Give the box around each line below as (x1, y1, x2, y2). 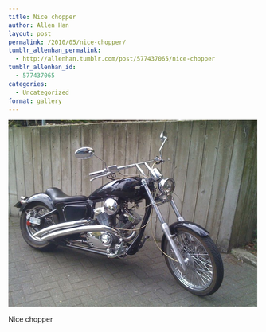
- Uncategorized (15, 88, 69, 96)
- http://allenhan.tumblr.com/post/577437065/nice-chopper (15, 55, 216, 63)
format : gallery (8, 96, 62, 105)
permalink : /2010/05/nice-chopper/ (8, 38, 127, 46)
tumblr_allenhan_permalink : (8, 46, 102, 55)
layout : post (8, 29, 52, 37)
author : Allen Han (8, 21, 69, 29)
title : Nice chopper (8, 13, 77, 21)
